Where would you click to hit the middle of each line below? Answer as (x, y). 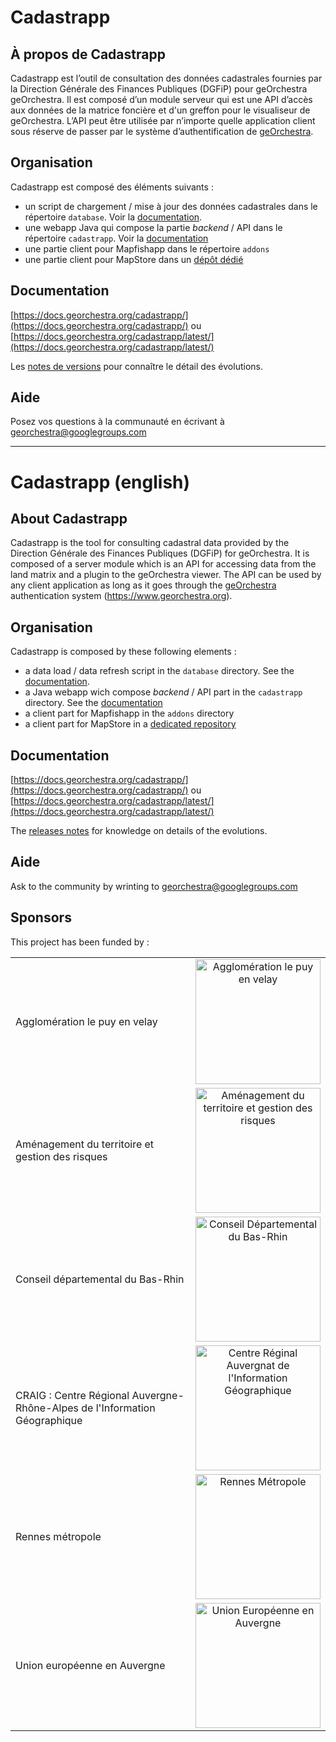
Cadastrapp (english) (100, 482)
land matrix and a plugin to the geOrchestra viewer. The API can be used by (166, 575)
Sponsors (41, 917)
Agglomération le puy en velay (86, 1021)
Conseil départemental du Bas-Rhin (100, 1279)
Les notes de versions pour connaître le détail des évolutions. (136, 366)
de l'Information (118, 1408)
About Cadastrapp (69, 519)
